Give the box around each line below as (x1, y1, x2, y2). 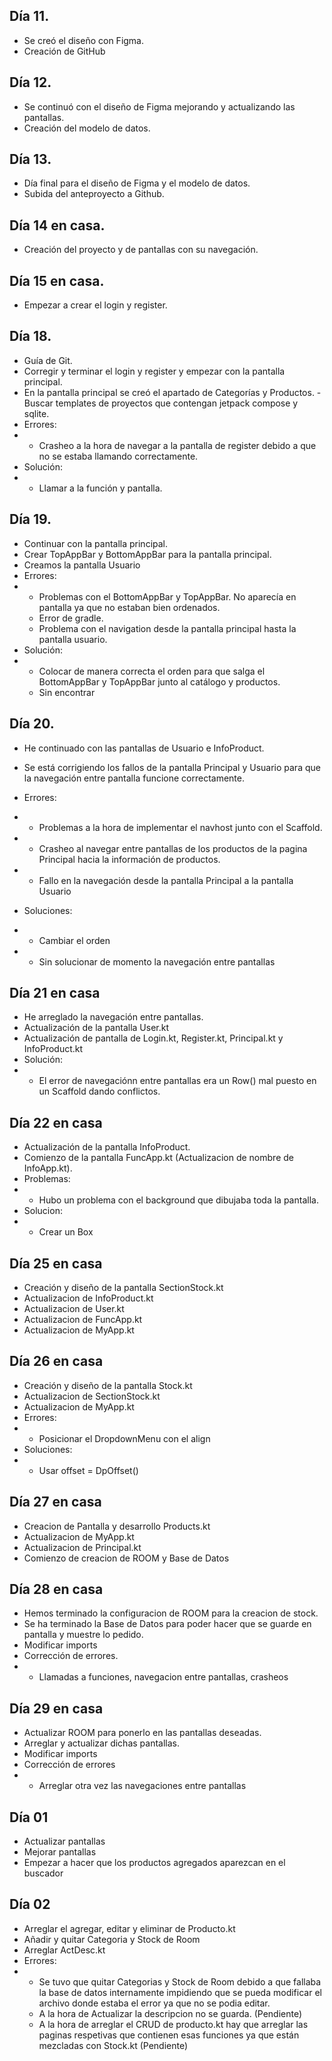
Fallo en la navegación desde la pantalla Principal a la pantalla (38, 874, 294, 886)
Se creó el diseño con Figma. (23, 34, 145, 46)
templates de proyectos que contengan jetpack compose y (55, 397, 299, 409)
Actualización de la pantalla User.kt (23, 1022, 169, 1034)
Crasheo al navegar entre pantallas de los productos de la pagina (38, 842, 308, 854)
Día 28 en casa (9, 1580, 104, 1598)
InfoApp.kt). (23, 1162, 73, 1174)
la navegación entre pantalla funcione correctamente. (23, 772, 246, 784)
